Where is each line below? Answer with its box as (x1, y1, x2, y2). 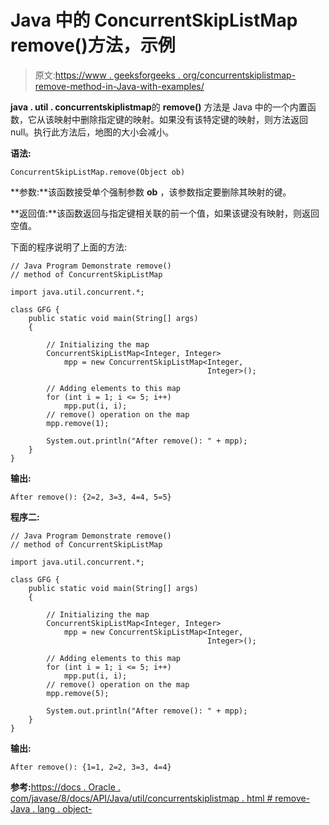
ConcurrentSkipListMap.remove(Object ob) (10, 167, 186, 177)
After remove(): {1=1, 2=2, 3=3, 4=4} (10, 762, 172, 772)
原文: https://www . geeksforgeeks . (34, 69, 181, 81)
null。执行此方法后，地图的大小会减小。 (10, 126, 175, 138)
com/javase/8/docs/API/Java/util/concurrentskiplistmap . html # (10, 792, 273, 804)
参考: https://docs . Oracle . (10, 781, 121, 793)
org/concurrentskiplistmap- (182, 69, 297, 81)
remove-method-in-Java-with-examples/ (34, 80, 205, 92)
